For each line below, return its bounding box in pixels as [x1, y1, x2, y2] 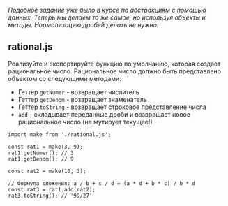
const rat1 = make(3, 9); [8, 143, 83, 150]
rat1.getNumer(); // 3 [8, 149, 74, 156]
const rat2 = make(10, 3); [8, 168, 86, 175]
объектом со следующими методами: [8, 74, 121, 82]
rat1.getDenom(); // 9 [8, 155, 74, 163]
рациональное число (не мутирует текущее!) [17, 117, 153, 126]
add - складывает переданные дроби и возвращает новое [17, 110, 191, 118]
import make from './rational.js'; [8, 131, 112, 138]
